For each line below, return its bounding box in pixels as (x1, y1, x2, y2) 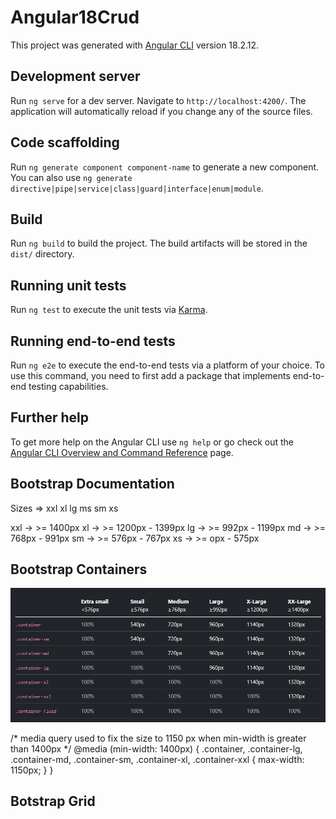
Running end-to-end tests (10, 332, 176, 350)
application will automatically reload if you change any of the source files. (10, 105, 313, 117)
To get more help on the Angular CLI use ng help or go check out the (10, 436, 294, 448)
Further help (10, 409, 90, 426)
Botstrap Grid (10, 793, 96, 810)
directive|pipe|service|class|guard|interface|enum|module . (10, 182, 264, 194)
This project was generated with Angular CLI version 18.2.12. (10, 39, 260, 51)
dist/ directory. (10, 248, 75, 260)
